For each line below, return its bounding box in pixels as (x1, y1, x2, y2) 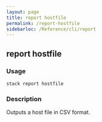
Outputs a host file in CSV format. (6, 109, 90, 116)
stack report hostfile (6, 81, 64, 87)
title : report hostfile (6, 15, 67, 21)
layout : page (6, 9, 39, 15)
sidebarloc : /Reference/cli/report (6, 26, 97, 32)
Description (6, 95, 42, 103)
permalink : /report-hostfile (6, 20, 80, 26)
